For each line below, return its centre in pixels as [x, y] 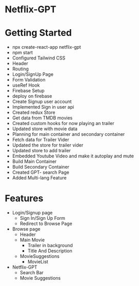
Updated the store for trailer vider [48, 145]
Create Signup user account [42, 101]
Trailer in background [50, 246]
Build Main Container [34, 161]
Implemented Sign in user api [43, 107]
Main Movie [32, 240]
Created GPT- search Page [41, 172]
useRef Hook [26, 85]
